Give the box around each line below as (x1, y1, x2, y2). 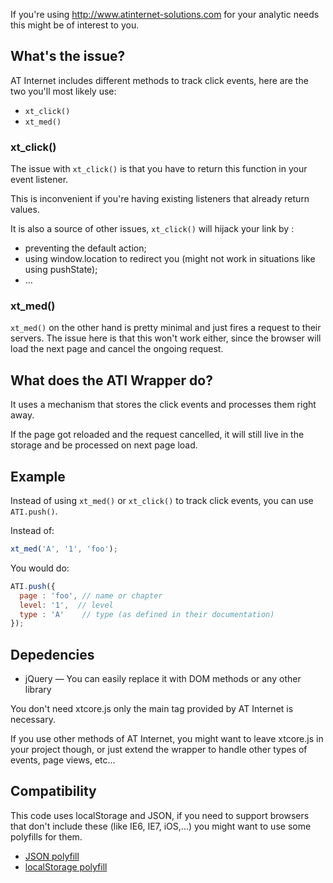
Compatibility (10, 783, 97, 800)
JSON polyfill (24, 850, 80, 862)
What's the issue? (10, 48, 126, 65)
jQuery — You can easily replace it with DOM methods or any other (24, 673, 302, 685)
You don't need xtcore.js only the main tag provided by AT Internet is (10, 703, 294, 715)
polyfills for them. (10, 830, 83, 843)
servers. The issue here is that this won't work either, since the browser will (10, 332, 322, 344)
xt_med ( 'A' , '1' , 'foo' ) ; (10, 544, 118, 554)
